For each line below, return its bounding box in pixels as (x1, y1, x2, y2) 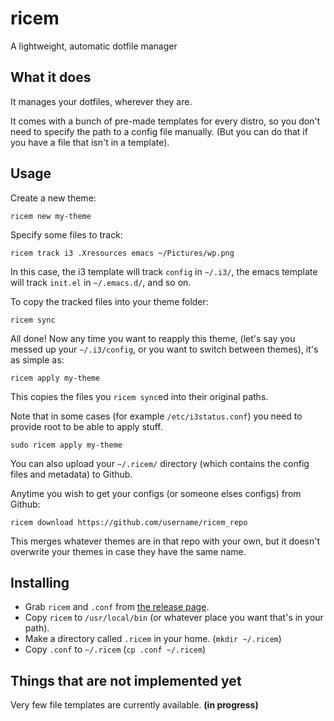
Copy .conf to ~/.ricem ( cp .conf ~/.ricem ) (24, 643, 207, 656)
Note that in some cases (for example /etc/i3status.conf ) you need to (10, 410, 303, 422)
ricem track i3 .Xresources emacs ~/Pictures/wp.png (10, 248, 235, 258)
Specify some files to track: (10, 228, 123, 241)
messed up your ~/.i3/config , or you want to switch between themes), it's (10, 343, 319, 355)
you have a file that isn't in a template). (10, 136, 170, 148)
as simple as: (10, 353, 65, 366)
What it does (10, 69, 92, 86)
